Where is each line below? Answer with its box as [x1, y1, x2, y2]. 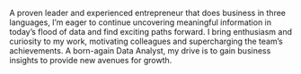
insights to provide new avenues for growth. [9, 55, 173, 65]
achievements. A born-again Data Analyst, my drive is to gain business [9, 45, 271, 56]
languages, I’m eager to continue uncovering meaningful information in [9, 17, 272, 28]
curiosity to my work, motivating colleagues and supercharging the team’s [9, 36, 283, 46]
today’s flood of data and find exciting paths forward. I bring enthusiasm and [9, 27, 293, 37]
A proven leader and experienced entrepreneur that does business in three [9, 8, 286, 18]
